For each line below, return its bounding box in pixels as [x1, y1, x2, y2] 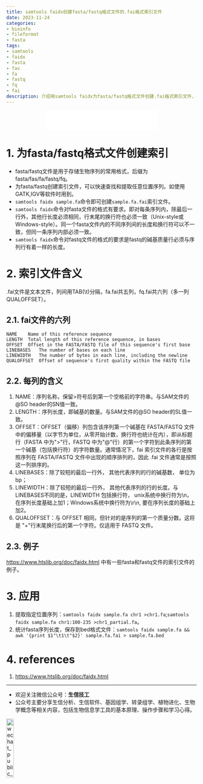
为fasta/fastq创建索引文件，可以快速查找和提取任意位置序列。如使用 [14, 182, 185, 190]
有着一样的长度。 [25, 243, 68, 250]
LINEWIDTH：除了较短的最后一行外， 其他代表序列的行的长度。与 [14, 484, 179, 491]
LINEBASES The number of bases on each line [6, 347, 126, 353]
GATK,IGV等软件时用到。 [14, 190, 77, 198]
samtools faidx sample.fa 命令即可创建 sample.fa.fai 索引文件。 [14, 198, 174, 205]
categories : [6, 20, 36, 26]
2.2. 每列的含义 [6, 376, 63, 386]
